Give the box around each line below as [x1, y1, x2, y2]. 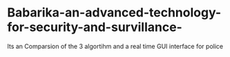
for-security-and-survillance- [7, 19, 183, 35]
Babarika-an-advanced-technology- [7, 5, 222, 21]
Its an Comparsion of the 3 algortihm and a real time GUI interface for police [7, 42, 223, 50]
